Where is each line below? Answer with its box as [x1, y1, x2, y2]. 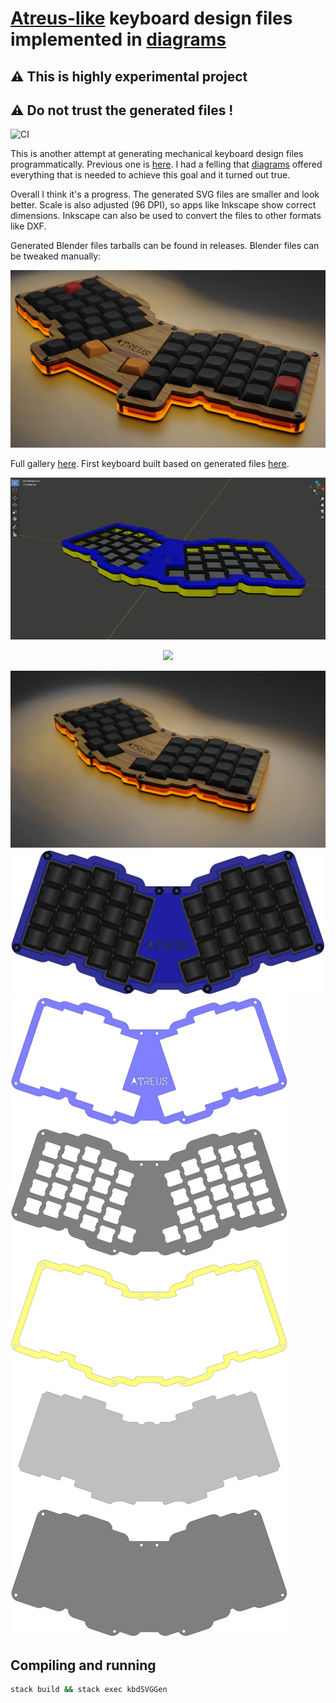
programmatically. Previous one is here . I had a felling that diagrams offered [10, 158, 323, 171]
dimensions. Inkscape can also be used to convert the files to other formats [10, 210, 322, 222]
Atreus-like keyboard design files [10, 7, 293, 30]
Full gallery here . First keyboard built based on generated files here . [10, 457, 290, 469]
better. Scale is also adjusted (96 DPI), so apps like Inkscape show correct [10, 199, 317, 211]
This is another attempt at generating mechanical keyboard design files [10, 148, 304, 160]
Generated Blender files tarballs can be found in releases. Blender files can [10, 240, 320, 252]
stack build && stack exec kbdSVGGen [10, 1685, 168, 1695]
